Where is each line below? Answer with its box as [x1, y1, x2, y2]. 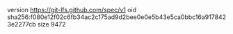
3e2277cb [7, 20, 36, 28]
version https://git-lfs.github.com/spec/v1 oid [7, 6, 137, 14]
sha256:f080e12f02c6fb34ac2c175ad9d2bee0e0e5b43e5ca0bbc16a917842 [7, 13, 227, 21]
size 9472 [37, 20, 66, 28]
